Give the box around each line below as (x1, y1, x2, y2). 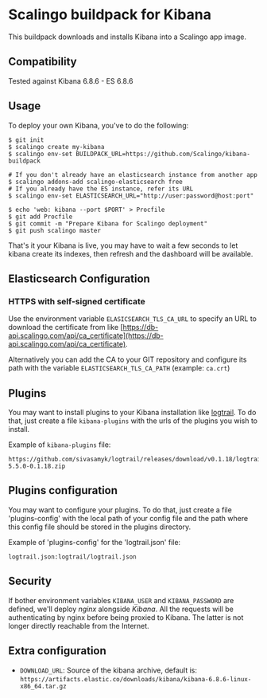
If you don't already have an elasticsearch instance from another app (15, 171, 258, 178)
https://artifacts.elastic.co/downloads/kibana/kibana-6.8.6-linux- (19, 675, 252, 683)
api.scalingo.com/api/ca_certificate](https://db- (8, 331, 164, 340)
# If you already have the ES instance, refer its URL (8, 185, 194, 193)
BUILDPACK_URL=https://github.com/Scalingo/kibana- (75, 150, 250, 158)
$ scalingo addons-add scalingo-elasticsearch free (8, 178, 183, 186)
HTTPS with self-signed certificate (8, 296, 145, 307)
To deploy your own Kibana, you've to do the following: (8, 120, 189, 130)
